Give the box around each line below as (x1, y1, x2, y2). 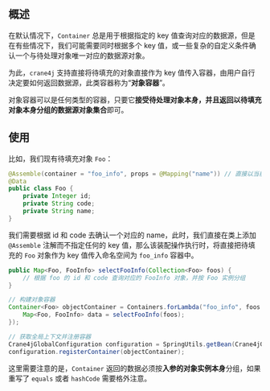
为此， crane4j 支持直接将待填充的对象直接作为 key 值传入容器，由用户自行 (8, 68, 256, 77)
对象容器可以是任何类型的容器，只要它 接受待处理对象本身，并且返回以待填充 (8, 95, 262, 105)
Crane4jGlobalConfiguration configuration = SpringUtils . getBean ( (8, 340, 235, 348)
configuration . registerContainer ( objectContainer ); (8, 348, 185, 356)
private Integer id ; (22, 192, 92, 200)
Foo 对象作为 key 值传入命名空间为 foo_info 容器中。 (23, 250, 198, 260)
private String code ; (22, 200, 95, 208)
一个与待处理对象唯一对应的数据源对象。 (14, 51, 149, 60)
